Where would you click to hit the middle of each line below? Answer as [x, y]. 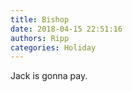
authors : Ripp [40, 38]
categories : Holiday [53, 47]
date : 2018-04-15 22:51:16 [66, 29]
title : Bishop [40, 19]
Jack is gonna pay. [49, 76]
